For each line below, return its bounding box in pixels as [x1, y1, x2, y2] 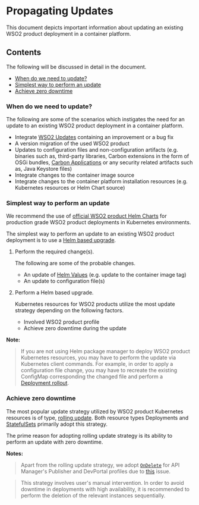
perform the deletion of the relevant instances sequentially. [20, 492, 166, 499]
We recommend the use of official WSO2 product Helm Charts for [6, 212, 168, 219]
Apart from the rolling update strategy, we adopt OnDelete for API [20, 461, 180, 468]
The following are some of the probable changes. [14, 260, 135, 267]
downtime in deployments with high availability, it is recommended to [20, 485, 190, 493]
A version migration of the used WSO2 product [14, 140, 129, 147]
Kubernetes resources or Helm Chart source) [14, 184, 125, 192]
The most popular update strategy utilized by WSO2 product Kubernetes [6, 407, 184, 415]
